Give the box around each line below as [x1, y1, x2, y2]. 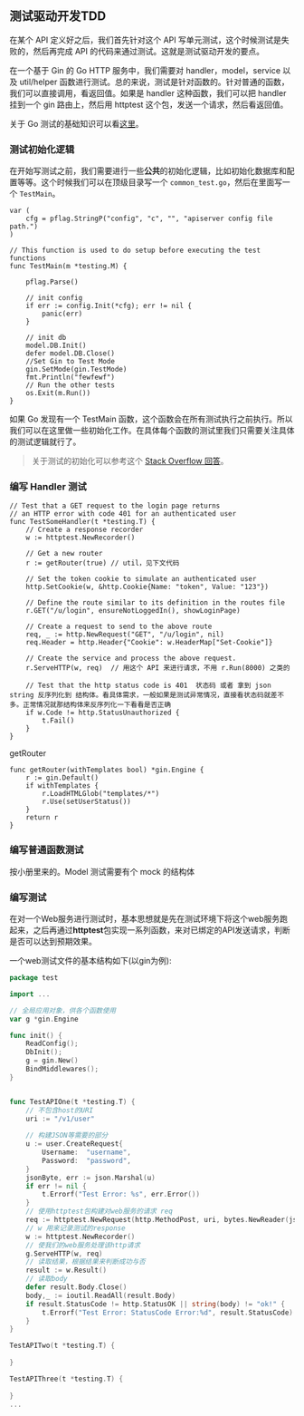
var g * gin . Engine [9, 1014, 79, 1023]
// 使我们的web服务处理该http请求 [25, 1240, 141, 1249]
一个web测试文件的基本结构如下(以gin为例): [9, 955, 172, 965]
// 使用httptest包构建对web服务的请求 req [25, 1207, 174, 1217]
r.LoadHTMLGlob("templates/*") [42, 790, 160, 799]
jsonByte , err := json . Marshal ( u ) [25, 1173, 156, 1182]
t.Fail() [42, 716, 75, 725]
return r [25, 813, 59, 822]
